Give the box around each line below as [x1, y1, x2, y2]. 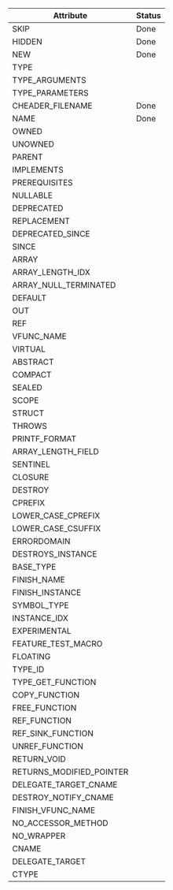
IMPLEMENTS [12, 165, 64, 175]
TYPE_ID [12, 664, 45, 675]
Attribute [53, 10, 88, 20]
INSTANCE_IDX [12, 613, 68, 624]
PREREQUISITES [12, 177, 73, 188]
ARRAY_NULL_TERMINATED [12, 280, 116, 290]
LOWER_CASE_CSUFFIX [12, 523, 101, 534]
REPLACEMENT [12, 216, 71, 226]
